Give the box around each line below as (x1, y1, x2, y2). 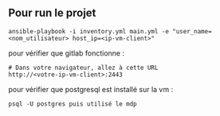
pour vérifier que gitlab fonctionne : (8, 48, 125, 58)
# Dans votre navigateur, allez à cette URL (8, 64, 159, 72)
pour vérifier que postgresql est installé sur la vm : (8, 84, 174, 94)
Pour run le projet (8, 6, 96, 20)
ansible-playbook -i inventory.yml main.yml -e (8, 27, 170, 35)
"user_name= (172, 27, 213, 35)
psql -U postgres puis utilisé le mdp (8, 99, 137, 108)
